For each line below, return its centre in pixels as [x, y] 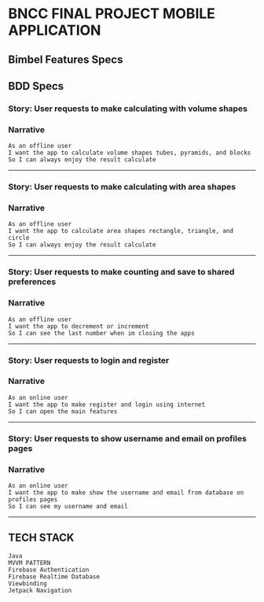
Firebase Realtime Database [54, 576]
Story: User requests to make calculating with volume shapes [128, 109]
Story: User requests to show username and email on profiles [128, 438]
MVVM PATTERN [29, 563]
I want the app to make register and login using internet [107, 404]
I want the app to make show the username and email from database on [126, 493]
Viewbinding [27, 583]
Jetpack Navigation [40, 590]
